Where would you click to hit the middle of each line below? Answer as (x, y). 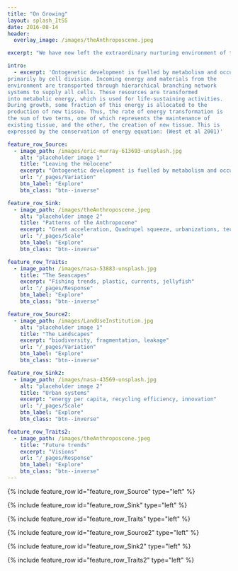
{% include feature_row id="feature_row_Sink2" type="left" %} (99, 546)
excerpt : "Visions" (49, 451)
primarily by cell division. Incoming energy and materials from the (112, 79)
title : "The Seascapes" (55, 275)
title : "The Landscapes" (57, 334)
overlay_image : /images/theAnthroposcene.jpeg (84, 40)
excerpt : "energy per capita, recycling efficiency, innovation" (119, 399)
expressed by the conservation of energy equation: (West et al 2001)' (115, 132)
